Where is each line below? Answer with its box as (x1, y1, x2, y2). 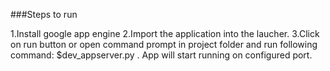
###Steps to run (10, 9, 78, 20)
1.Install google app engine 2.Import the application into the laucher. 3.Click (10, 28, 320, 39)
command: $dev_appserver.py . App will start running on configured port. (10, 49, 313, 61)
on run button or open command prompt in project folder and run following (10, 39, 318, 50)
